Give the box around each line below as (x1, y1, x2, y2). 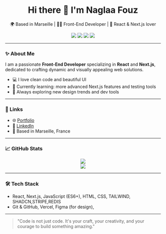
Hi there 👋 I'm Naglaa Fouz (28, 4, 138, 16)
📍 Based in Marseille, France (12, 128, 71, 134)
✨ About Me (5, 50, 35, 57)
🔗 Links (5, 106, 23, 113)
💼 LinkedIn (12, 123, 34, 129)
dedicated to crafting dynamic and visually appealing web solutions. (5, 67, 144, 73)
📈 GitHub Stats (5, 145, 43, 152)
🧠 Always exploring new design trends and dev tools (12, 89, 120, 95)
